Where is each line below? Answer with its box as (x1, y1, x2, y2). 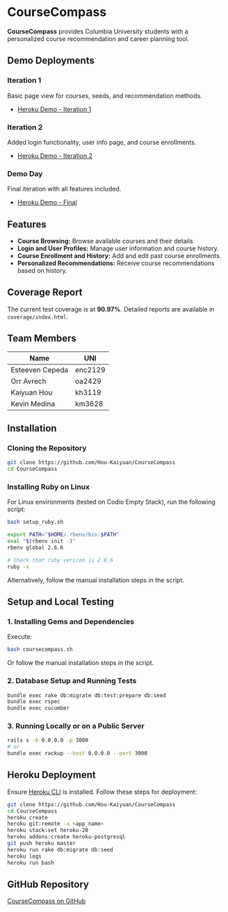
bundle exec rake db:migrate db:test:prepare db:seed (7, 691, 167, 699)
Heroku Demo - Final (17, 198, 78, 207)
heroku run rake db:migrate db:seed (7, 846, 113, 853)
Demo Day (7, 168, 43, 178)
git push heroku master (7, 840, 76, 847)
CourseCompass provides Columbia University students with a (7, 27, 189, 35)
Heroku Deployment (7, 769, 96, 781)
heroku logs (7, 853, 42, 860)
